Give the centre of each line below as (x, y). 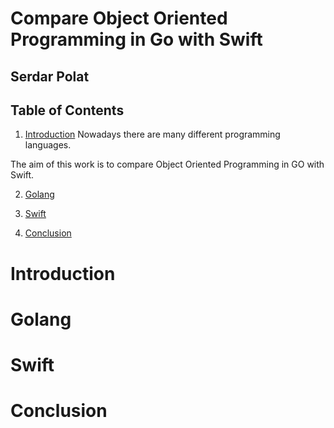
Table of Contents (67, 110)
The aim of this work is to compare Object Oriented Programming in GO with (167, 164)
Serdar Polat (50, 76)
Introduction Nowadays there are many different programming (152, 134)
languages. (48, 145)
